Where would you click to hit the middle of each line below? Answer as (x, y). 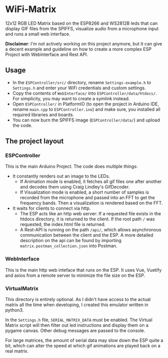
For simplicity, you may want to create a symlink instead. (71, 98)
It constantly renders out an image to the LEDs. (61, 176)
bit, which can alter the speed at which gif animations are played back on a (83, 346)
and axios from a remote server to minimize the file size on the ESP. (75, 275)
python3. (15, 310)
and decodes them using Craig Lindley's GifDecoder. (75, 187)
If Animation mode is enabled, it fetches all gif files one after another (91, 182)
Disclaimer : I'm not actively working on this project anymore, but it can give (84, 43)
